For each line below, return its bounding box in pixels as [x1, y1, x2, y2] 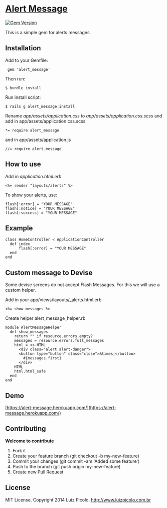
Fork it [12, 447, 26, 453]
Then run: [5, 76, 26, 82]
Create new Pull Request [12, 469, 64, 475]
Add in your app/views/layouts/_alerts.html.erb [5, 297, 102, 303]
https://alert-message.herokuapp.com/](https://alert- [7, 405, 117, 411]
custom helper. [5, 287, 36, 293]
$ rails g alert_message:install [5, 104, 75, 109]
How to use [5, 160, 41, 169]
